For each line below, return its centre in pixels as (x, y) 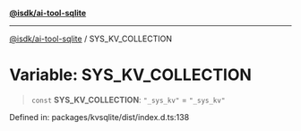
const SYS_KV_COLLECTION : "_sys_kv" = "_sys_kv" (128, 100)
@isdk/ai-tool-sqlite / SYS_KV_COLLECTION (91, 39)
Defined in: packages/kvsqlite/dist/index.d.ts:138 (99, 117)
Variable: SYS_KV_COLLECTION (131, 75)
